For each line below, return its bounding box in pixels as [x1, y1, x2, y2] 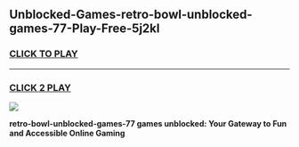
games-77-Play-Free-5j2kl [9, 21, 160, 37]
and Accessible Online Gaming [9, 127, 125, 138]
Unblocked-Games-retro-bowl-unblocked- [9, 7, 253, 22]
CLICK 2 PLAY [9, 81, 71, 94]
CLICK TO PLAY [9, 48, 78, 61]
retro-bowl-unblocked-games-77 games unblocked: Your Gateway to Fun [9, 118, 287, 128]
